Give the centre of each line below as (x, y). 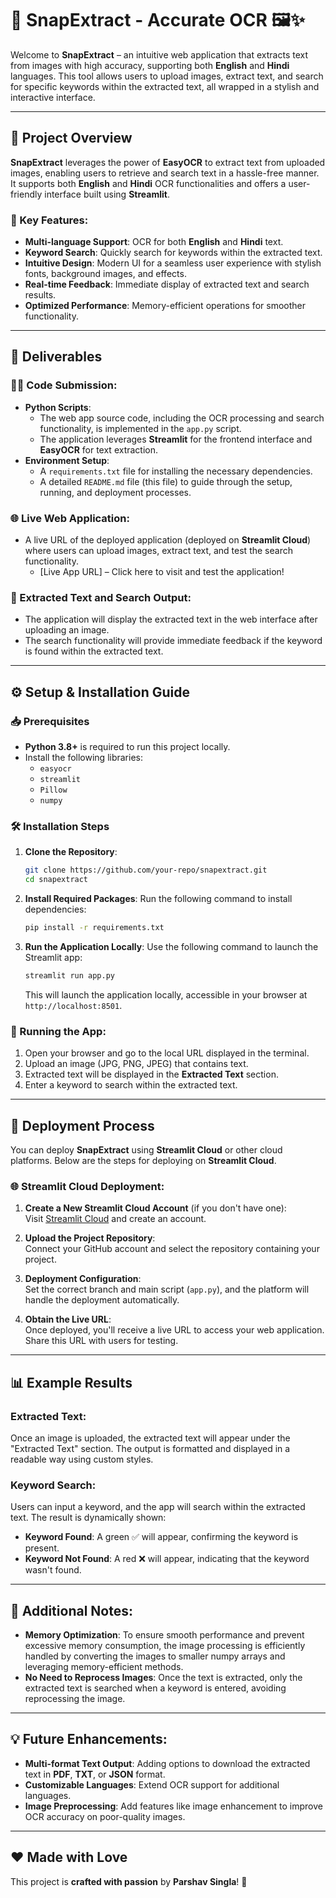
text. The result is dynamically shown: (88, 1518)
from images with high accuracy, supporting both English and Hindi (150, 65)
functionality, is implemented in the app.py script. (140, 428)
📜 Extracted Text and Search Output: (101, 597)
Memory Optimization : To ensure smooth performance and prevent (164, 1635)
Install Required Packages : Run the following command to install (158, 899)
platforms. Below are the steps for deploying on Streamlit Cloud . (143, 1160)
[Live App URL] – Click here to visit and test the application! (162, 572)
